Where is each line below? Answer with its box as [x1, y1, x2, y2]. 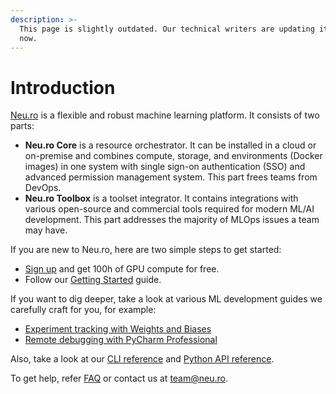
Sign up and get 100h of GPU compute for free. [24, 263, 220, 275]
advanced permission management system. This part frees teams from [24, 171, 318, 183]
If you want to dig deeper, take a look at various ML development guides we [10, 293, 323, 305]
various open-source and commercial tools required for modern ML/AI [24, 203, 315, 215]
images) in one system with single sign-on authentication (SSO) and [24, 161, 306, 173]
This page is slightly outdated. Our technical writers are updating [19, 24, 315, 34]
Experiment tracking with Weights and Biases [24, 323, 212, 335]
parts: [10, 120, 35, 132]
